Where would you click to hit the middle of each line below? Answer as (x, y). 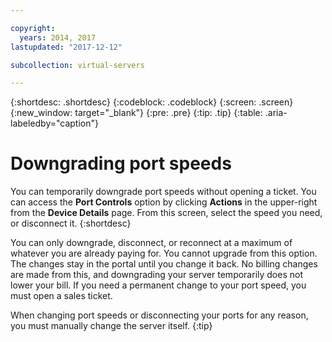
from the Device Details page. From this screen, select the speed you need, (166, 213)
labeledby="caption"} (54, 123)
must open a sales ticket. (61, 296)
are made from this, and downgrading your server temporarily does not (156, 275)
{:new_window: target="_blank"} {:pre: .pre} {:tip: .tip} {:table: (136, 113)
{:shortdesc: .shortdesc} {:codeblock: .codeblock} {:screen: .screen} (152, 102)
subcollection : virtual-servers (77, 65)
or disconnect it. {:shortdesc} (71, 223)
